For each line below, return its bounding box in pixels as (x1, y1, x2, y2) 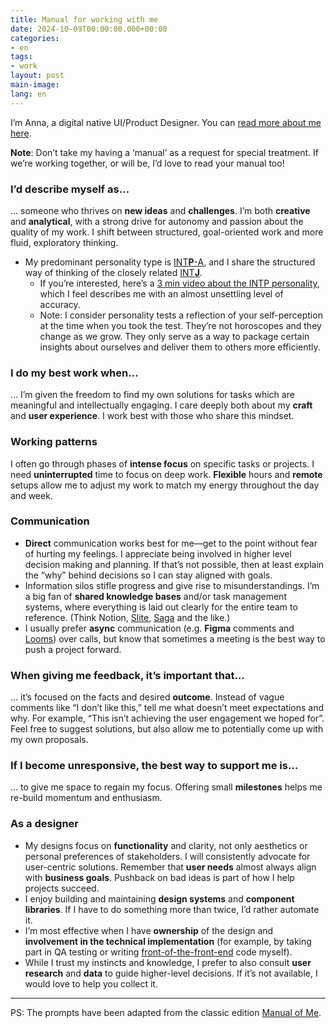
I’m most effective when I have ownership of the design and (24, 924, 274, 936)
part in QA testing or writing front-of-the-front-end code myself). (24, 946, 293, 958)
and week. (10, 489, 53, 501)
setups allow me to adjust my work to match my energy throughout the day (10, 479, 320, 491)
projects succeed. (24, 882, 100, 894)
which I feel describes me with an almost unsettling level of (39, 287, 284, 300)
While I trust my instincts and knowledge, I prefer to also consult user (24, 956, 312, 968)
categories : (10, 33, 60, 43)
